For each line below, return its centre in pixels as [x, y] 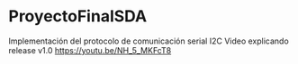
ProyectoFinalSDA [78, 16]
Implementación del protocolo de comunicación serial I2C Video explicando [149, 41]
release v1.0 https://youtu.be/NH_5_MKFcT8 [90, 50]
